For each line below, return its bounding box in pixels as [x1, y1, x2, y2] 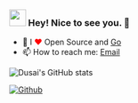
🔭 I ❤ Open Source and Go [21, 36, 122, 48]
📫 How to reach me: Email [21, 47, 120, 58]
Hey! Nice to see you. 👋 [28, 16, 131, 28]
